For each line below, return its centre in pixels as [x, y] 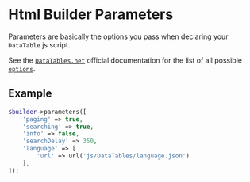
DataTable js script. [39, 44]
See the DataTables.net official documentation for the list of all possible [125, 60]
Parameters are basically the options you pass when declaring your [118, 36]
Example [30, 94]
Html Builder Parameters [91, 15]
